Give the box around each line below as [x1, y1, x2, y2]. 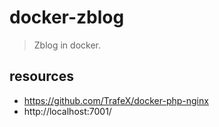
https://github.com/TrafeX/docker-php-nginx [23, 94, 209, 106]
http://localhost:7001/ [23, 105, 112, 117]
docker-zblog [9, 6, 125, 29]
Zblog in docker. [33, 39, 102, 51]
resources [9, 68, 74, 85]
